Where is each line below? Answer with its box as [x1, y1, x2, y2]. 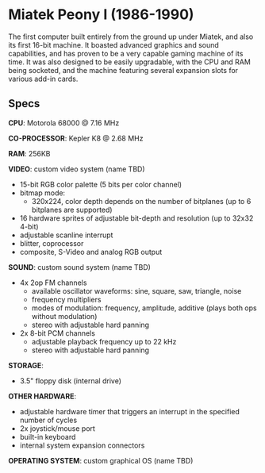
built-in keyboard [19, 432, 76, 441]
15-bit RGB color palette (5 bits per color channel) [19, 179, 182, 189]
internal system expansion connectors [19, 440, 145, 450]
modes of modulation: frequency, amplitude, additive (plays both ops [31, 303, 257, 313]
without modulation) [31, 311, 98, 321]
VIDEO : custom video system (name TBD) [8, 164, 145, 174]
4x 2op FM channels [19, 278, 87, 287]
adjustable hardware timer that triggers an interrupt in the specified [19, 406, 240, 416]
